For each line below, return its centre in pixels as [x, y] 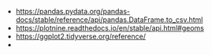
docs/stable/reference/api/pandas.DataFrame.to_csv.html [109, 20]
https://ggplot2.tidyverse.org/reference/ [80, 36]
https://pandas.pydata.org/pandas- [73, 11]
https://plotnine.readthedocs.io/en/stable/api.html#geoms [110, 28]
